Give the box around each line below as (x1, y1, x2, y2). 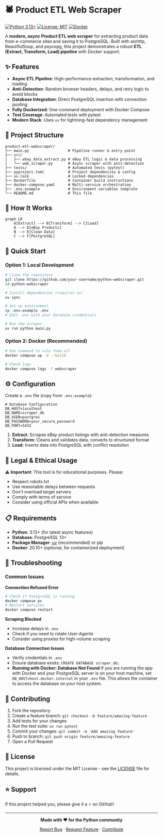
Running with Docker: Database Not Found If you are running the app (12, 665, 153, 671)
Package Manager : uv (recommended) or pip (12, 540, 103, 545)
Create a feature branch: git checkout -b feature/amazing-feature (12, 713, 147, 719)
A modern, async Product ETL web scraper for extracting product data (5, 33, 148, 39)
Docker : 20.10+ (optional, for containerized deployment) (12, 545, 125, 551)
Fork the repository (12, 708, 51, 714)
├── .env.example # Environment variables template (5, 186, 138, 192)
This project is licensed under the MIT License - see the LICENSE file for (5, 766, 149, 771)
